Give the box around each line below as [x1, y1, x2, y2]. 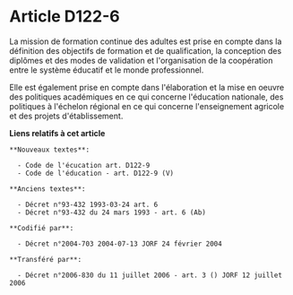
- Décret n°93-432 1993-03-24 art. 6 [17, 200, 159, 209]
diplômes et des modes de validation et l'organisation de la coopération [9, 55, 273, 65]
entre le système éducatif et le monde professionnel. [9, 65, 204, 75]
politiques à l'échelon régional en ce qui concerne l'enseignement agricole [9, 100, 285, 111]
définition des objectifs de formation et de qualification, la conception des [9, 45, 282, 56]
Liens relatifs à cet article [9, 127, 106, 138]
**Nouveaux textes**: [9, 145, 90, 154]
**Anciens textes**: [9, 184, 87, 194]
